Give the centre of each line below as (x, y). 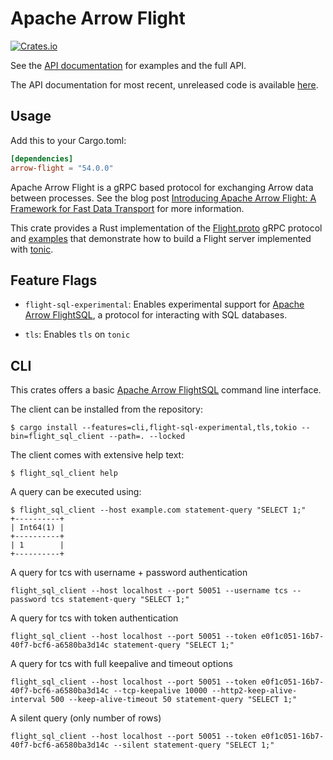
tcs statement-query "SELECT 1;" (120, 600)
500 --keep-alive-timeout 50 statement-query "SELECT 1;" (174, 700)
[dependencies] (42, 158)
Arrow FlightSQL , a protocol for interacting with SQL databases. (156, 315)
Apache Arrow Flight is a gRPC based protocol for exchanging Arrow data (162, 187)
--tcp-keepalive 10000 (160, 691)
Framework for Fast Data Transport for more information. (127, 208)
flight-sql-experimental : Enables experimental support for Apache (164, 304)
